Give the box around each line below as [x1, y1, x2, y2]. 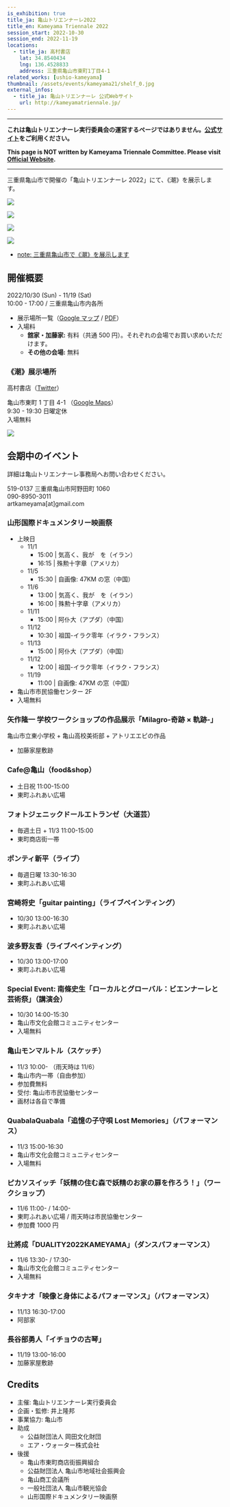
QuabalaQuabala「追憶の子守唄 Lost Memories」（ [7, 1116, 176, 1125]
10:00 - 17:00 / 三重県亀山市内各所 [7, 299, 104, 307]
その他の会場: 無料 [27, 348, 80, 356]
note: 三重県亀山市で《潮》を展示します [16, 250, 130, 258]
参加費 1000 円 [16, 1221, 59, 1229]
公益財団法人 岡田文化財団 [27, 1432, 101, 1440]
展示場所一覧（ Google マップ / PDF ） [16, 314, 123, 322]
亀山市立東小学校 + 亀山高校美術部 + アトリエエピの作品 [7, 732, 166, 740]
